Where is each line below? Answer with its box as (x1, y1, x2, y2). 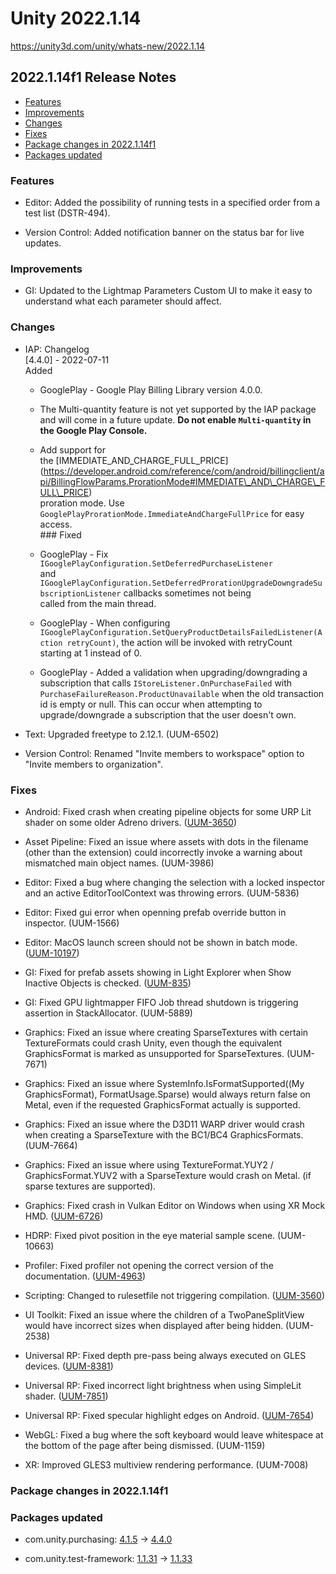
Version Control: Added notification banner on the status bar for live (24, 227, 305, 239)
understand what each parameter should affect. (24, 295, 222, 307)
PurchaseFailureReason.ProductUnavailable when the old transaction (39, 687, 325, 699)
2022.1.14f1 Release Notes (10, 69, 177, 86)
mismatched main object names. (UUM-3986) (24, 857, 215, 869)
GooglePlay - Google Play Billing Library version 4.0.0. (39, 383, 263, 396)
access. (39, 518, 73, 530)
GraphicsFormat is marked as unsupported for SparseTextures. (24, 1047, 285, 1059)
